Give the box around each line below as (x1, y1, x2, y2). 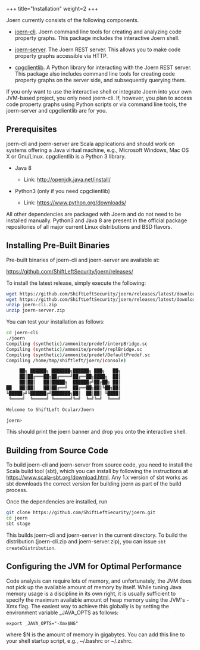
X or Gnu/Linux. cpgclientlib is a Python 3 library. (6, 153, 126, 160)
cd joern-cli (6, 330, 39, 336)
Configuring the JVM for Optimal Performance (6, 561, 182, 571)
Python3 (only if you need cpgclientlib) (14, 187, 110, 194)
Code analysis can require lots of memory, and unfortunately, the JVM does (6, 577, 192, 584)
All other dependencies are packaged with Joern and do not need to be (6, 210, 182, 217)
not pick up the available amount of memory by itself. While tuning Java (6, 583, 182, 590)
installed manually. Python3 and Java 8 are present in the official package (6, 217, 187, 224)
